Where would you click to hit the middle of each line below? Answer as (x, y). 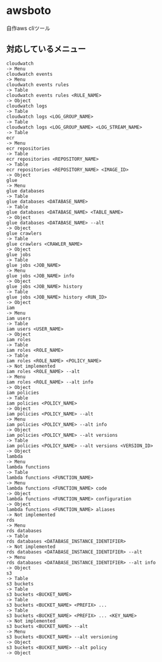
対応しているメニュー (46, 49)
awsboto (29, 11)
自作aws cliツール (28, 28)
